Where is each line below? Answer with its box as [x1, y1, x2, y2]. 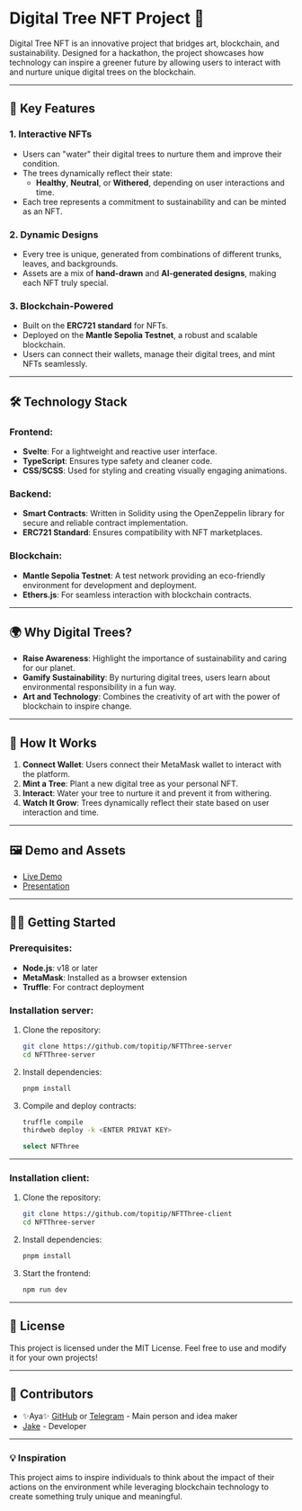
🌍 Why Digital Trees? [9, 624, 133, 639]
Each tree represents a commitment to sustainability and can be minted [22, 196, 287, 207]
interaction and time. [22, 807, 99, 818]
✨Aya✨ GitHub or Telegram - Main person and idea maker [22, 1410, 238, 1421]
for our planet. [22, 663, 75, 674]
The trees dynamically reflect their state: [22, 167, 173, 178]
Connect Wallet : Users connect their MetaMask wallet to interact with [22, 759, 281, 770]
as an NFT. [22, 206, 63, 217]
